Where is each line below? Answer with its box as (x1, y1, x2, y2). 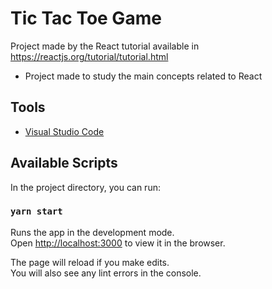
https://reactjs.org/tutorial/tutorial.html (10, 50, 169, 62)
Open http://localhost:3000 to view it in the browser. (10, 237, 226, 249)
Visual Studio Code (24, 125, 105, 137)
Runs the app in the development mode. (10, 226, 175, 238)
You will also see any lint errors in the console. (10, 267, 202, 279)
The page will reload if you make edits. (10, 256, 170, 268)
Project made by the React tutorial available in (10, 40, 200, 52)
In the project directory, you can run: (10, 181, 161, 193)
